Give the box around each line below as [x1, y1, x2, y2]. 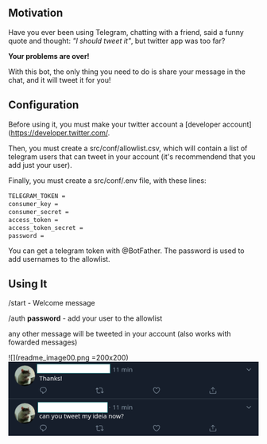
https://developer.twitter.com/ [10, 127, 109, 138]
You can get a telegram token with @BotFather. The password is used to [8, 246, 245, 255]
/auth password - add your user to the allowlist [8, 314, 163, 323]
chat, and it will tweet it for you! [8, 75, 111, 84]
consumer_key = [8, 200, 59, 208]
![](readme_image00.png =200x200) [8, 353, 129, 363]
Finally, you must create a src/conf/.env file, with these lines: [8, 175, 207, 185]
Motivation [8, 6, 64, 20]
